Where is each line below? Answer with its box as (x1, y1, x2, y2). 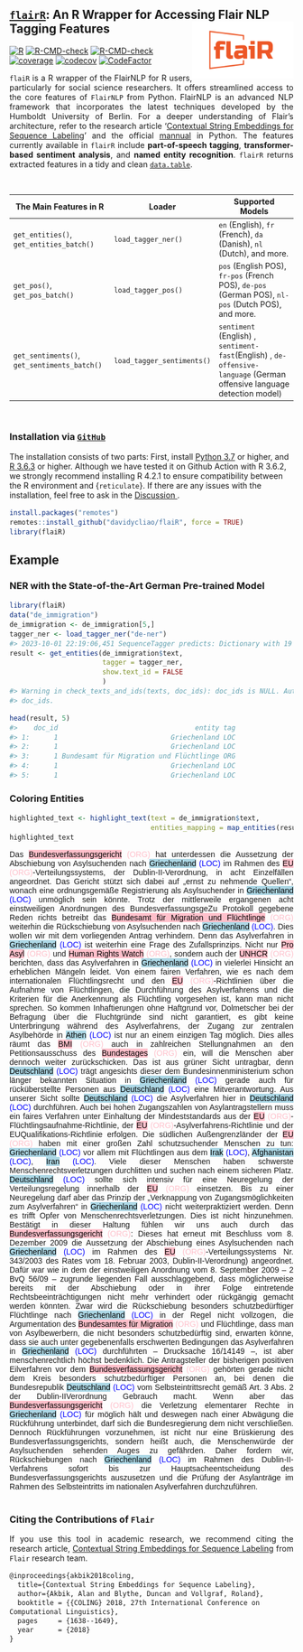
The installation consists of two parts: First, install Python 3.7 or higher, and (9, 451, 289, 462)
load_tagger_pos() (114, 286, 183, 295)
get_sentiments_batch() (13, 361, 103, 370)
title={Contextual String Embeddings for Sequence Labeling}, (17, 1581, 256, 1590)
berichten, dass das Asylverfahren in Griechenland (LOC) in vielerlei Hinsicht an (9, 957, 294, 967)
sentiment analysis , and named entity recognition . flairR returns (35, 149, 294, 160)
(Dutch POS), (233, 298, 282, 310)
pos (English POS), (218, 260, 287, 271)
